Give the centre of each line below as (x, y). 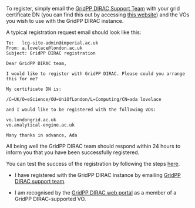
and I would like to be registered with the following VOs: (81, 110)
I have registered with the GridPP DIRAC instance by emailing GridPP (97, 175)
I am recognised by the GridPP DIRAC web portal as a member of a (95, 192)
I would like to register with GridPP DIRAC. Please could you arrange (95, 74)
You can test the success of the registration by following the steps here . (93, 164)
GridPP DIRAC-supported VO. (50, 199)
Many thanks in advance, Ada (42, 135)
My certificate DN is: (34, 89)
